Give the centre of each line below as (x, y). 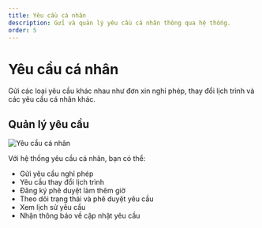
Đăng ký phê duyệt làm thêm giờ (73, 191)
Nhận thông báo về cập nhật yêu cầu (80, 216)
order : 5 (22, 30)
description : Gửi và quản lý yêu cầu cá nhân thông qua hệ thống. (120, 23)
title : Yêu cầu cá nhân (47, 15)
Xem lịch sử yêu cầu (52, 207)
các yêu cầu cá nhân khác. (52, 99)
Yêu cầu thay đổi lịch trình (62, 182)
